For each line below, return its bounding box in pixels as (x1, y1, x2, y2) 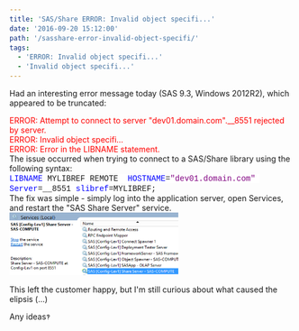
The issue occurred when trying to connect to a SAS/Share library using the (9, 153, 291, 164)
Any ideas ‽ (9, 311, 51, 322)
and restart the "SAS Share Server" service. (9, 203, 172, 213)
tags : (9, 43, 30, 52)
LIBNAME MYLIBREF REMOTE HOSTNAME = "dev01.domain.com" (9, 174, 256, 184)
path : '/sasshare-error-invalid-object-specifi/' (9, 33, 200, 42)
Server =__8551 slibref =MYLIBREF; (9, 184, 157, 194)
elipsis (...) (9, 294, 48, 304)
